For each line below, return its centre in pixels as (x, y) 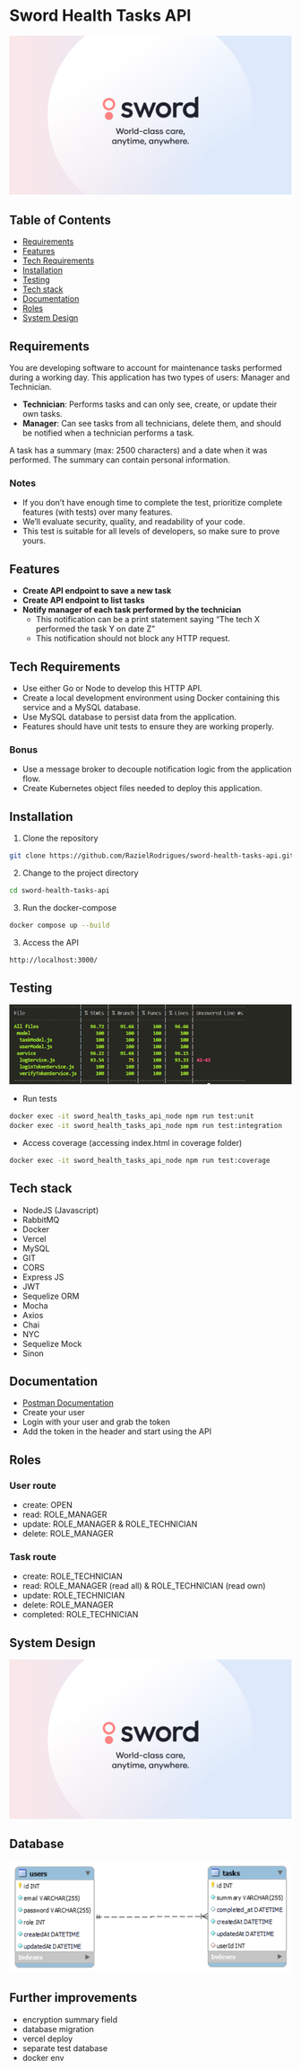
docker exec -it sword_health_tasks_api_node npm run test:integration (146, 1125)
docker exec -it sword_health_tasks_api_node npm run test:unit (132, 1116)
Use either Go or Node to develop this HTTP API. (112, 688)
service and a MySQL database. (81, 707)
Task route (33, 1556)
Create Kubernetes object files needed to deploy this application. (142, 788)
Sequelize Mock (52, 1343)
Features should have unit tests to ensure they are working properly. (148, 726)
